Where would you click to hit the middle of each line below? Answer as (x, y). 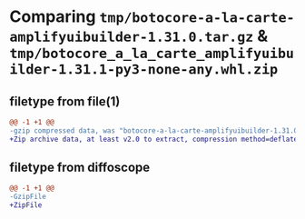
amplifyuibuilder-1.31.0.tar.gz (132, 38)
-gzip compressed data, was (63, 130)
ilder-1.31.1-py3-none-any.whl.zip (144, 70)
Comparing (53, 17)
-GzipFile (28, 197)
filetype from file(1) (65, 101)
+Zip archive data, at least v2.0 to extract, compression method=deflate (154, 139)
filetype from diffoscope (80, 168)
